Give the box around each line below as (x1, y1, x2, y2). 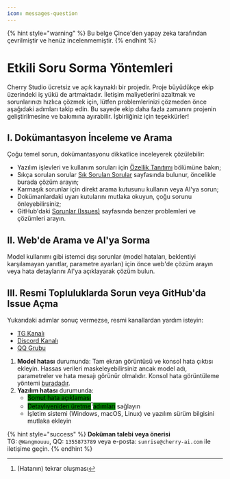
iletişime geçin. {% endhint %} (7, 444, 93, 453)
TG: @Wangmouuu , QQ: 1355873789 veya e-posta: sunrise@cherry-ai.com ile (7, 437, 211, 445)
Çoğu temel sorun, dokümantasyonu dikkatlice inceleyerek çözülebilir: (7, 150, 205, 159)
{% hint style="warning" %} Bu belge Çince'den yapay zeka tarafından (7, 29, 207, 37)
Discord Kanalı (16, 337, 58, 344)
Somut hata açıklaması (27, 394, 91, 401)
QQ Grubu (16, 344, 46, 352)
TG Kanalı (16, 329, 44, 337)
